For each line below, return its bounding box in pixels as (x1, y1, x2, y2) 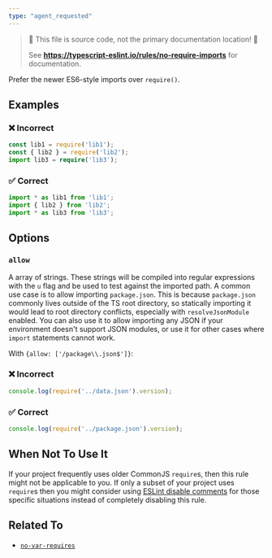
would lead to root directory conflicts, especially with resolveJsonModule (8, 307, 250, 316)
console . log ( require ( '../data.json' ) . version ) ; (8, 387, 173, 395)
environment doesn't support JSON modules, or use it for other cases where (8, 324, 265, 333)
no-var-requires (19, 542, 76, 550)
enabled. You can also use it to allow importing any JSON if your (8, 315, 223, 325)
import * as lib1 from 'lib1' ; (8, 194, 114, 202)
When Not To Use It (8, 447, 108, 461)
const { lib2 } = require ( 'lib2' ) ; (8, 148, 129, 157)
